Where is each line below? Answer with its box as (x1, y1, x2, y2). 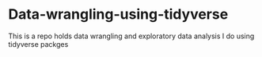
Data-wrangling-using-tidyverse (8, 5, 229, 23)
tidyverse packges (8, 39, 69, 48)
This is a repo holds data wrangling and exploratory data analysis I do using (8, 31, 255, 41)
